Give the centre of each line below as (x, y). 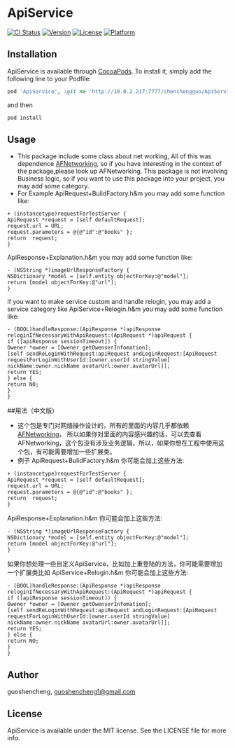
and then (20, 105)
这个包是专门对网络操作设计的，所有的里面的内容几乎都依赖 (103, 426)
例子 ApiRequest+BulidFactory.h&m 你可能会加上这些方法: (101, 461)
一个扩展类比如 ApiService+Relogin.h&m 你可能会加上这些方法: (98, 573)
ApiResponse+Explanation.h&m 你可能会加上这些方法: (85, 518)
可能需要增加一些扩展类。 (79, 452)
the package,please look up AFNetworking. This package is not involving (123, 171)
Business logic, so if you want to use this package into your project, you (121, 179)
